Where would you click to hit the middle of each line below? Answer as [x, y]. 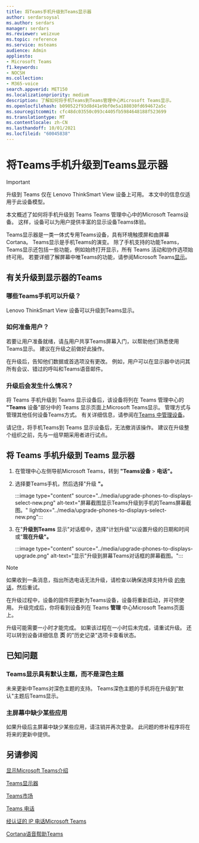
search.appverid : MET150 [37, 89]
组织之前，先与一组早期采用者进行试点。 [61, 435]
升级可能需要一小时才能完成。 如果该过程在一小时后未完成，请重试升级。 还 [99, 628]
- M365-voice [22, 84]
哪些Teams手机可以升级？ [44, 296]
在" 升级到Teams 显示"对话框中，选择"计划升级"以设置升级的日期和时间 [102, 529]
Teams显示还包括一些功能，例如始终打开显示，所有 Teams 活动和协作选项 [97, 249]
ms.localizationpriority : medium [48, 95]
